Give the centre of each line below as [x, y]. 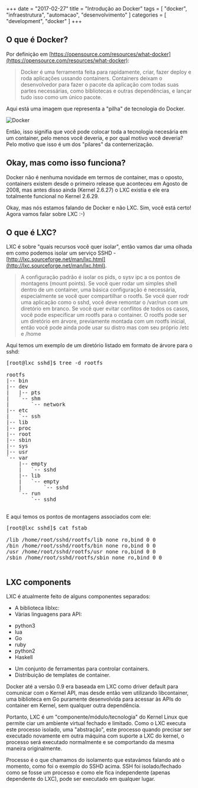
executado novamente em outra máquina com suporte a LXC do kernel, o [95, 736]
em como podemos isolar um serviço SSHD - [61, 253]
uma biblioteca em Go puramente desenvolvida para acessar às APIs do [94, 699]
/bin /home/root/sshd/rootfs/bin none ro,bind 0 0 [81, 546]
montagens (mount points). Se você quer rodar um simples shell [99, 284]
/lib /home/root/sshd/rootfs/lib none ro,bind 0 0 [81, 540]
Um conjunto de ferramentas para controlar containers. [82, 669]
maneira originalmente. [34, 749]
